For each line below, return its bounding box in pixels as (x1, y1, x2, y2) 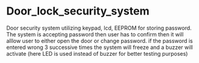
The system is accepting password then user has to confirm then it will (6, 30, 184, 38)
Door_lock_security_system (6, 4, 150, 18)
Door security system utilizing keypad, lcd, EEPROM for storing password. (6, 24, 192, 31)
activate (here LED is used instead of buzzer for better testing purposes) (6, 50, 188, 57)
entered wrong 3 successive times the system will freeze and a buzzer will (6, 44, 193, 51)
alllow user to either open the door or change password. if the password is (6, 37, 193, 44)
